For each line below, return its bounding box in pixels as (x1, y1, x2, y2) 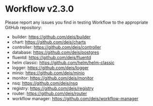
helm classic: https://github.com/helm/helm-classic (12, 60, 115, 65)
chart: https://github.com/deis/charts (12, 39, 86, 45)
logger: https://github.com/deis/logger (12, 64, 89, 71)
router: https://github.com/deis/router (12, 91, 87, 96)
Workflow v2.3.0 (5, 3, 74, 15)
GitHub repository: (5, 24, 42, 30)
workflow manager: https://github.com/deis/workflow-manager (12, 95, 139, 101)
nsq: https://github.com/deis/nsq (12, 80, 78, 86)
